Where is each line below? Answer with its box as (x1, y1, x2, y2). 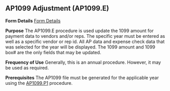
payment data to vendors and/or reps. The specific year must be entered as (5, 33, 165, 39)
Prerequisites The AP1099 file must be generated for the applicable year (5, 74, 159, 81)
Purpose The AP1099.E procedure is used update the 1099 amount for (5, 28, 154, 34)
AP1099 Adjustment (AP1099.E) (5, 4, 109, 13)
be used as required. (5, 64, 49, 71)
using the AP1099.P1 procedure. (5, 80, 73, 86)
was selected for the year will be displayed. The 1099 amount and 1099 (5, 43, 156, 50)
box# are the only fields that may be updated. (5, 49, 101, 55)
